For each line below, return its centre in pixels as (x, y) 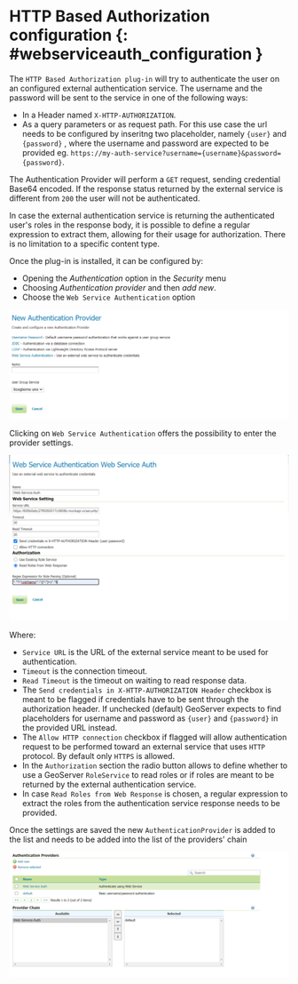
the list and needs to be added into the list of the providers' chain (128, 839)
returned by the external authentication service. (109, 784)
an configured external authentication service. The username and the (136, 88)
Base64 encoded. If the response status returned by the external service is (146, 188)
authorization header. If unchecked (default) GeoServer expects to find (152, 708)
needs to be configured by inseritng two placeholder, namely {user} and (154, 133)
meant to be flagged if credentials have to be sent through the (135, 699)
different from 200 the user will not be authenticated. (105, 198)
